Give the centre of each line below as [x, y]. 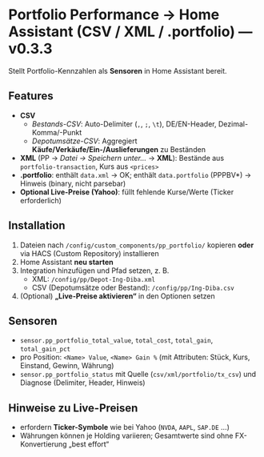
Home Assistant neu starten [66, 262]
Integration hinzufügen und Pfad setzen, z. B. [94, 271]
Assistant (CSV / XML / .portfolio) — [130, 32]
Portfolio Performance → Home [114, 15]
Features [31, 96]
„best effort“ [89, 444]
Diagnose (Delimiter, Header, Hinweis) [82, 383]
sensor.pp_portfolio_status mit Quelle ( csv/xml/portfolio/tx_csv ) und [138, 375]
